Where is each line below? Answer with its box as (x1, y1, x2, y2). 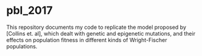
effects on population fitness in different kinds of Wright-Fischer (6, 36, 167, 43)
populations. (6, 43, 38, 50)
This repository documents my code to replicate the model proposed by (6, 23, 187, 31)
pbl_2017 (6, 4, 53, 17)
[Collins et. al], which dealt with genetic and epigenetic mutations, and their (6, 30, 196, 37)
